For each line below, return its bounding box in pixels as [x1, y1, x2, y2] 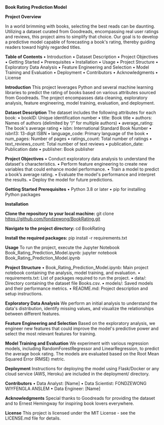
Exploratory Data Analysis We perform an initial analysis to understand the [5, 300, 158, 306]
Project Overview [5, 14, 42, 19]
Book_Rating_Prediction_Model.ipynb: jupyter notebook [5, 250, 117, 255]
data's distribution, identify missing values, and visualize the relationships [5, 306, 154, 311]
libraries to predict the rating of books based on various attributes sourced [5, 90, 156, 95]
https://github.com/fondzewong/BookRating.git [5, 216, 101, 221]
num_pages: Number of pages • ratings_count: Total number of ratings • [5, 136, 152, 142]
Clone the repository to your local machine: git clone [5, 211, 114, 216]
